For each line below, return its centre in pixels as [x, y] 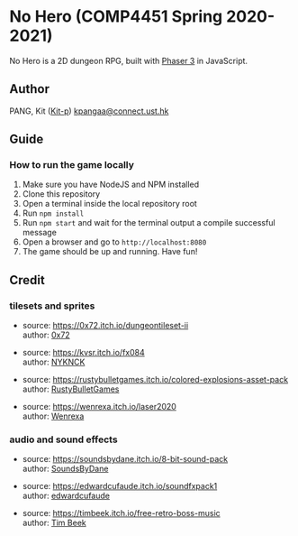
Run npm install [53, 213]
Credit [27, 280]
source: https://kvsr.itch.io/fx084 [84, 353]
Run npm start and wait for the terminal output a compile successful [149, 223]
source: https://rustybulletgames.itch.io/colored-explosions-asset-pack [155, 380]
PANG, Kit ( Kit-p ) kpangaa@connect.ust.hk [89, 111]
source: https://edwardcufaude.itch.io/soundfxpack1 [120, 486]
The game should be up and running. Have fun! [110, 252]
